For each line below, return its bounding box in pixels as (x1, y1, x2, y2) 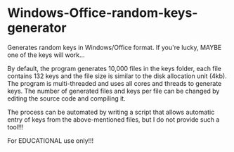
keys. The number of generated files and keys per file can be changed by (7, 87, 220, 95)
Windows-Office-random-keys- (7, 5, 198, 21)
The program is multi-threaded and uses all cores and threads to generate (7, 79, 222, 87)
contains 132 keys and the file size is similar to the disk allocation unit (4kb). (7, 72, 227, 80)
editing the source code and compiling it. (7, 94, 126, 103)
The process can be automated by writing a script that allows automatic (7, 108, 215, 116)
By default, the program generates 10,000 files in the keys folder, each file (7, 64, 221, 72)
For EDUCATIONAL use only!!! (7, 136, 94, 145)
